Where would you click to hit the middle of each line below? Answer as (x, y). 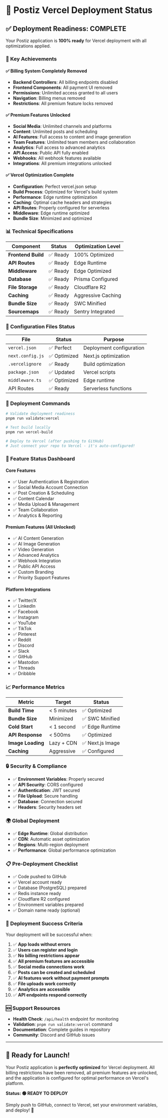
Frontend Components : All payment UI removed (63, 87)
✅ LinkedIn (24, 606)
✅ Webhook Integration (37, 561)
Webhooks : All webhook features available (57, 158)
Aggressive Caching (98, 295)
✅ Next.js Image (101, 743)
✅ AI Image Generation (36, 544)
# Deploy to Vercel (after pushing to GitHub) (55, 441)
